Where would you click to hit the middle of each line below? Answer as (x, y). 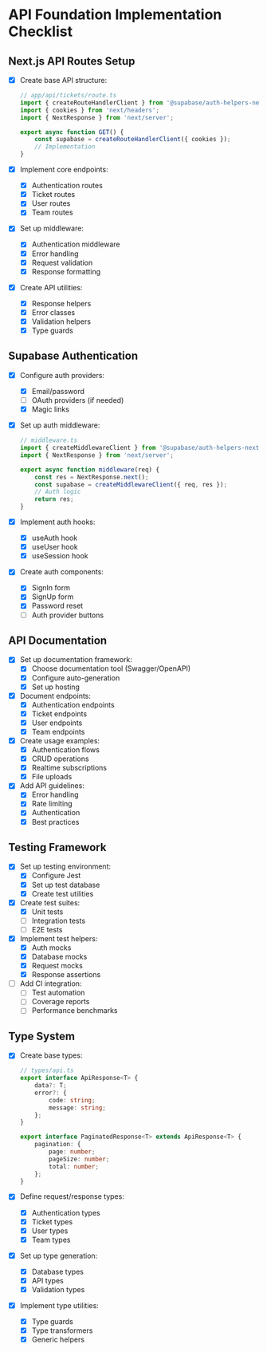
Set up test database (66, 885)
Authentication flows (65, 750)
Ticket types (52, 1221)
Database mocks (59, 956)
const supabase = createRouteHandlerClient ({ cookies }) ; (133, 140)
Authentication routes (67, 186)
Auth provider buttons (68, 615)
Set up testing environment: (65, 866)
